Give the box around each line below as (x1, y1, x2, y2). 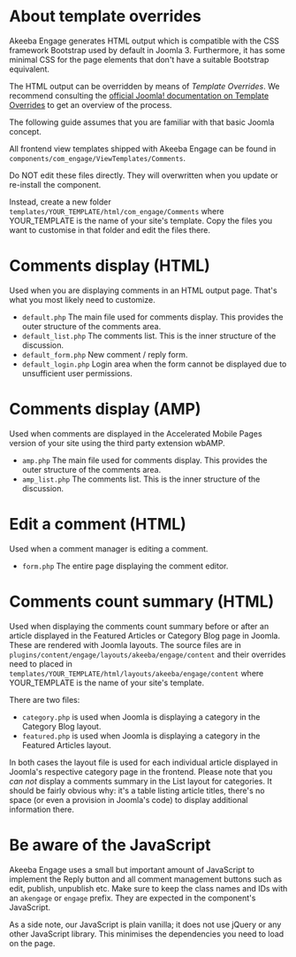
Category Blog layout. (21, 721, 102, 731)
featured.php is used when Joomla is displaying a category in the (21, 730, 261, 741)
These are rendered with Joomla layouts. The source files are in (9, 639, 241, 650)
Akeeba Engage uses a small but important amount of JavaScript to (9, 864, 254, 875)
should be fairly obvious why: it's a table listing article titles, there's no (9, 785, 265, 796)
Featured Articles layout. (21, 739, 112, 750)
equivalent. (9, 64, 50, 74)
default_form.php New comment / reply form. (21, 349, 188, 359)
